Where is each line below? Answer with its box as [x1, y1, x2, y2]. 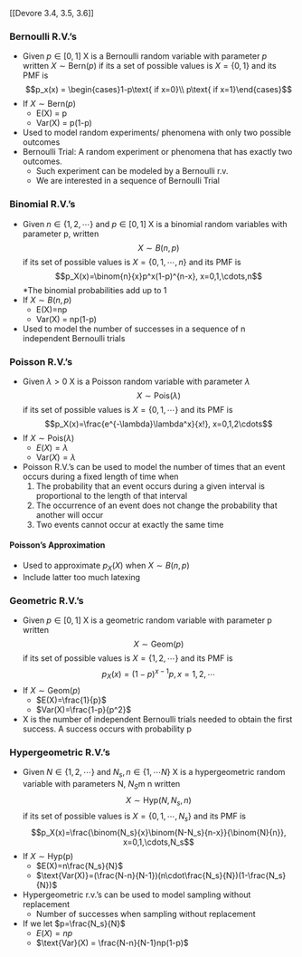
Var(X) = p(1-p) [35, 118, 92, 129]
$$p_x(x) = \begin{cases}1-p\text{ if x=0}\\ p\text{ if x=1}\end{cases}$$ [25, 84, 292, 95]
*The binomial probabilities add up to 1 [22, 284, 167, 295]
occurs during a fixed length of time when [22, 471, 179, 482]
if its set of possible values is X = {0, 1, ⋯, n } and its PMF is [22, 256, 241, 267]
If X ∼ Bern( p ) [22, 99, 77, 110]
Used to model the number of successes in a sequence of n [22, 323, 246, 334]
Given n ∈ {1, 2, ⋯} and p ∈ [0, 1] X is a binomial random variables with [22, 218, 288, 229]
